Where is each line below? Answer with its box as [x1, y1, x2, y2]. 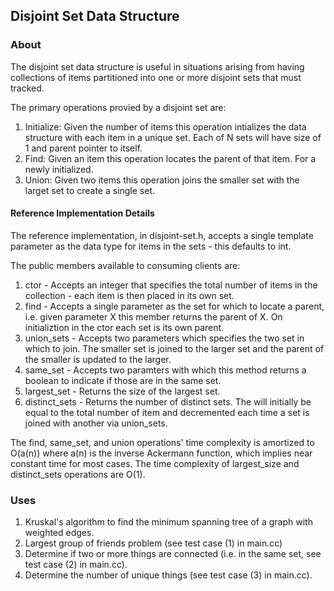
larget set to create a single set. [24, 184, 156, 196]
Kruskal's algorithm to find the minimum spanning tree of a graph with [24, 516, 313, 528]
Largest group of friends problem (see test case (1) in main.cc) [24, 537, 283, 549]
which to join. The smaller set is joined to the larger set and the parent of [24, 342, 325, 354]
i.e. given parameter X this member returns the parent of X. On [24, 310, 283, 323]
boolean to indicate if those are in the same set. [24, 374, 222, 386]
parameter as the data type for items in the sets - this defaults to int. [10, 240, 292, 252]
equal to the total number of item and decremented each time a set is [24, 406, 310, 418]
